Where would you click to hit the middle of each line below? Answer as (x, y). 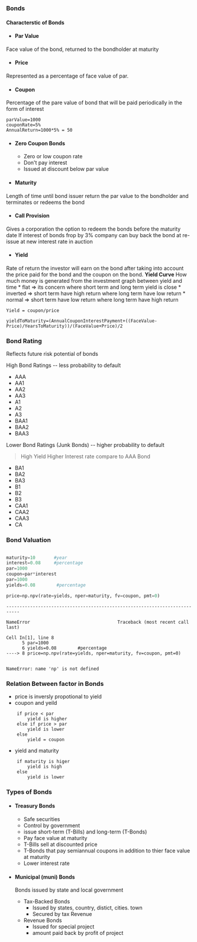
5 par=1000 (35, 643)
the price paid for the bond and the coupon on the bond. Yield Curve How (97, 274)
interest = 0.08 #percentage (45, 563)
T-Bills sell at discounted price (60, 844)
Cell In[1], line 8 (30, 638)
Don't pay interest (45, 163)
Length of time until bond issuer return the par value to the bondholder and (98, 196)
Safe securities (42, 819)
